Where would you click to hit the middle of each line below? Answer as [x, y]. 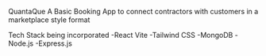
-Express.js [54, 43]
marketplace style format [49, 20]
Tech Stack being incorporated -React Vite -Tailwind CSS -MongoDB [121, 35]
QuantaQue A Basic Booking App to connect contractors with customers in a [133, 11]
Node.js [21, 43]
